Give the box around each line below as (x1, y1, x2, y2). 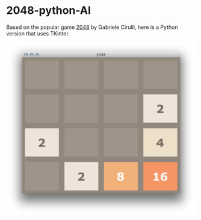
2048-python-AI (6, 4, 91, 17)
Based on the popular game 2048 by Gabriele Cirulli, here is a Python (6, 23, 179, 31)
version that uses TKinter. (6, 29, 70, 37)
